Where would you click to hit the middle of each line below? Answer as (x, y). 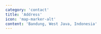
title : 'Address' (24, 14)
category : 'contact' (27, 10)
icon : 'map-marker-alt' (31, 19)
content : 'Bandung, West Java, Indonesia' (51, 24)
